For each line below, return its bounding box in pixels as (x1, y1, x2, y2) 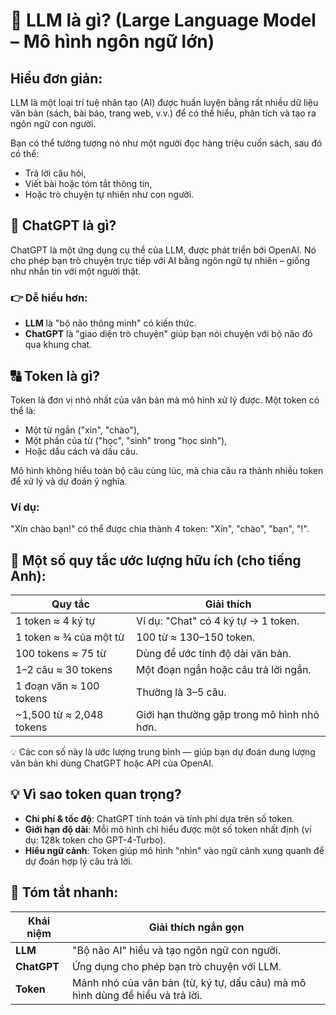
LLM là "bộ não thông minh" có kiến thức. (24, 317, 197, 329)
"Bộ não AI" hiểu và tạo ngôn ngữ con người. (72, 943, 281, 957)
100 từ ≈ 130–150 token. (136, 630, 256, 644)
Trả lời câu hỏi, (24, 167, 87, 179)
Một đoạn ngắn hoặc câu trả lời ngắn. (136, 663, 312, 677)
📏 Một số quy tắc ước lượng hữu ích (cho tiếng (10, 552, 302, 569)
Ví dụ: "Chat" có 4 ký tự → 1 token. (136, 614, 300, 628)
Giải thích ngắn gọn (148, 920, 245, 934)
